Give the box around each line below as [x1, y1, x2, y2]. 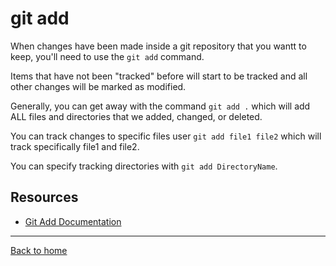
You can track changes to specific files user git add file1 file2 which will [10, 130, 322, 142]
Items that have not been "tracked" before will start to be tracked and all [10, 70, 308, 82]
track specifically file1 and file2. [10, 140, 140, 152]
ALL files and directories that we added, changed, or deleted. [10, 110, 263, 122]
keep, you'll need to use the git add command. [10, 50, 205, 62]
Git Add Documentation [24, 215, 122, 227]
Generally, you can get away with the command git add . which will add [10, 100, 311, 112]
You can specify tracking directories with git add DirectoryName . [10, 160, 278, 172]
